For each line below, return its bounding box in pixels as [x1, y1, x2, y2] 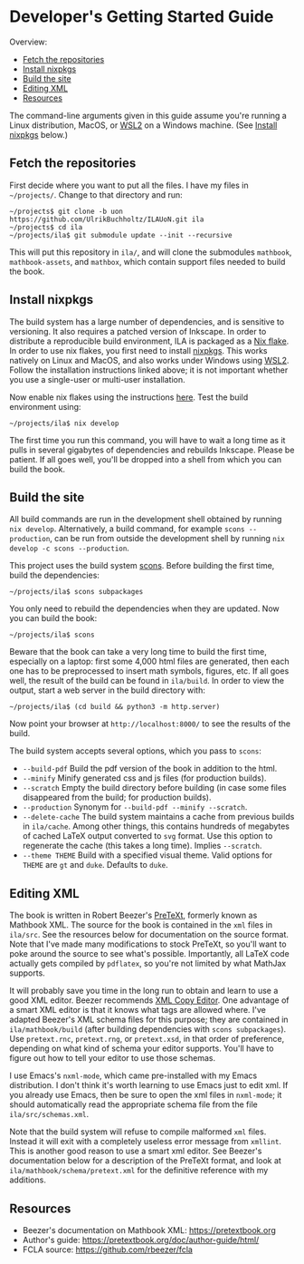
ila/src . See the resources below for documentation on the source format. [9, 929, 290, 940]
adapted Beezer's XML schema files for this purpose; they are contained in [9, 1014, 289, 1026]
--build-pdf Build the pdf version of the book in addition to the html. [22, 763, 278, 774]
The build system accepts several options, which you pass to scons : [9, 745, 262, 756]
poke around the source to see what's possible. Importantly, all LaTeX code [9, 948, 290, 959]
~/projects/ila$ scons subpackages [9, 588, 144, 597]
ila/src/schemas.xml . [9, 1109, 90, 1120]
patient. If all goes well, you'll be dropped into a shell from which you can [9, 453, 282, 464]
